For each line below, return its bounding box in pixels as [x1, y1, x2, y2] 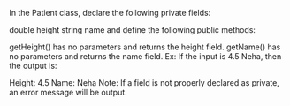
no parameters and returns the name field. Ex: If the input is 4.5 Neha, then [9, 51, 282, 61]
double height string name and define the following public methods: [9, 25, 256, 34]
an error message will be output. [9, 87, 128, 97]
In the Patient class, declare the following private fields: [9, 8, 211, 18]
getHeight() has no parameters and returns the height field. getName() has [9, 42, 281, 52]
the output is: [9, 61, 57, 71]
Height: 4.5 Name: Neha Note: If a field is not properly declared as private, [9, 78, 280, 87]
